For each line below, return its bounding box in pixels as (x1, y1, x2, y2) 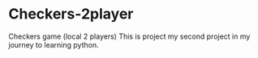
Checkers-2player (8, 5, 134, 23)
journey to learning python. (8, 39, 99, 49)
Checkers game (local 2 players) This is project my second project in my (8, 31, 251, 41)
